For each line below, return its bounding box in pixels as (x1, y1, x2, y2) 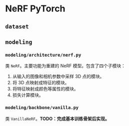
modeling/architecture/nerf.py (5, 52, 81, 58)
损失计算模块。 (12, 92, 43, 98)
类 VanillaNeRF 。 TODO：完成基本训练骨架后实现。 (5, 116, 110, 122)
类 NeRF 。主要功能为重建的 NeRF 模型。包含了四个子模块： (5, 63, 126, 69)
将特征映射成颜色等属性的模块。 (12, 86, 78, 92)
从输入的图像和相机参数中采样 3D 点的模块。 (12, 73, 104, 80)
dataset (5, 23, 29, 30)
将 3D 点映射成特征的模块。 (12, 80, 69, 86)
